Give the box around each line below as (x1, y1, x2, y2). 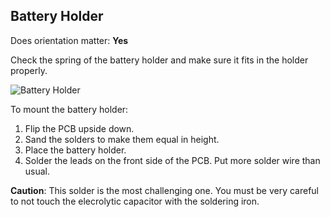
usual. (24, 165, 51, 177)
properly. (10, 64, 48, 76)
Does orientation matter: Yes (10, 34, 129, 46)
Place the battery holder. (24, 144, 127, 156)
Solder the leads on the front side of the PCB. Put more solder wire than (24, 154, 321, 166)
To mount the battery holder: (10, 103, 129, 115)
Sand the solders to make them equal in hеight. (24, 133, 220, 145)
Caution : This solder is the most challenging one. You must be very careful (10, 184, 319, 196)
